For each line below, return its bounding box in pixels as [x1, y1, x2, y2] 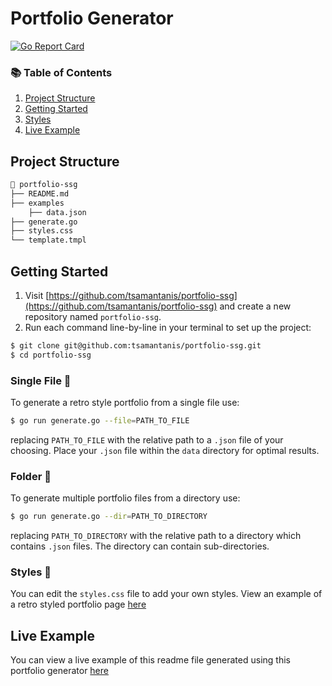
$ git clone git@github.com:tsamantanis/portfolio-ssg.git [10, 340, 262, 351]
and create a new [219, 300, 292, 312]
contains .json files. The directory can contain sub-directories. [10, 540, 270, 552]
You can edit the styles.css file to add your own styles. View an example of [10, 588, 323, 600]
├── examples [10, 198, 65, 208]
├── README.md [10, 188, 70, 199]
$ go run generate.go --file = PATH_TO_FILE [10, 416, 190, 426]
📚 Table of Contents [10, 65, 113, 79]
